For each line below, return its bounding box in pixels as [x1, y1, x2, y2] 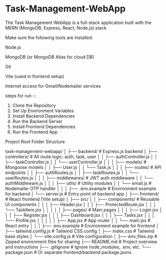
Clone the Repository [12, 102, 56, 108]
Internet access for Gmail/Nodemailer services [5, 83, 101, 89]
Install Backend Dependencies [12, 113, 75, 119]
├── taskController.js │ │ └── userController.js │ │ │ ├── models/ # [5, 158, 147, 165]
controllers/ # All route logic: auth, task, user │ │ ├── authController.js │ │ [5, 153, 158, 159]
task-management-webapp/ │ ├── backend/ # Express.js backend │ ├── [5, 148, 158, 154]
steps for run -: [5, 92, 36, 98]
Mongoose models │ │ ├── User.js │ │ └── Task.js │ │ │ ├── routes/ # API [5, 164, 162, 170]
